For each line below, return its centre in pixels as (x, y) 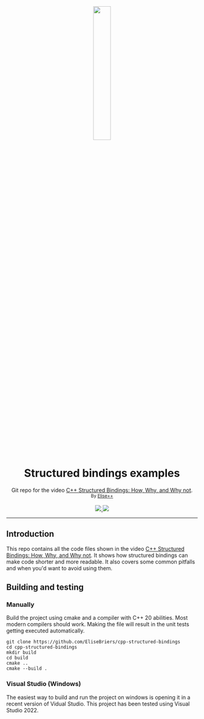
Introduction (30, 534)
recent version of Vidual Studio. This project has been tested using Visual (98, 704)
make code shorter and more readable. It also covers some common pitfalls (101, 561)
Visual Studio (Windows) (44, 684)
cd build (17, 658)
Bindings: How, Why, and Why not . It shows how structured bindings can (97, 555)
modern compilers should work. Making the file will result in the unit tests (98, 625)
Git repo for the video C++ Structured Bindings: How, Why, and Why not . (102, 490)
